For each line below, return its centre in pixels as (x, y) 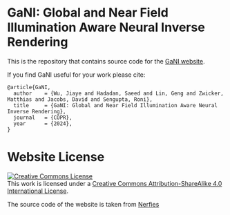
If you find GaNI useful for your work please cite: (76, 75)
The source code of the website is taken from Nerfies (83, 204)
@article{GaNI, (29, 87)
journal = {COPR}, (43, 118)
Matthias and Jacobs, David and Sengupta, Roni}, (80, 99)
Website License (56, 157)
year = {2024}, (43, 123)
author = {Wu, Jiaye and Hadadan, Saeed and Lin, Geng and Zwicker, (119, 93)
